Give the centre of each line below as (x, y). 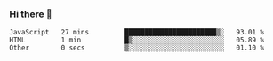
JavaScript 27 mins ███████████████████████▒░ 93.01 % (137, 33)
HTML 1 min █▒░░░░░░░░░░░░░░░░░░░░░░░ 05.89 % (137, 40)
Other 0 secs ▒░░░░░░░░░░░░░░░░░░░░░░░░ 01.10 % (137, 48)
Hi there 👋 (31, 14)
